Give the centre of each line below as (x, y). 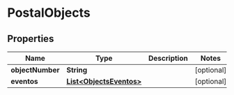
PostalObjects (49, 13)
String (77, 70)
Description (168, 58)
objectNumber (35, 70)
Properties (31, 39)
